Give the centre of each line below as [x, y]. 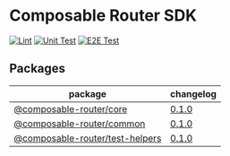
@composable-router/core [71, 108]
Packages [37, 69]
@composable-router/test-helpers [88, 138]
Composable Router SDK [103, 16]
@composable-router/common [80, 124]
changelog [193, 93]
